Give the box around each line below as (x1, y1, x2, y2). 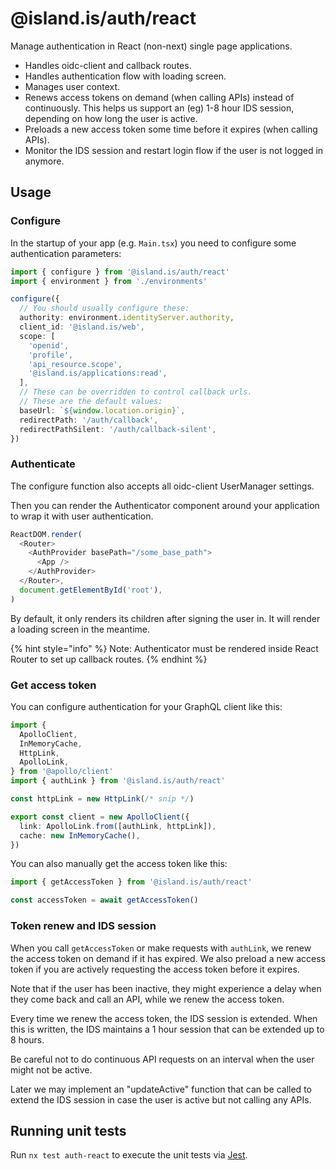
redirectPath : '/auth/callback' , (19, 415, 159, 425)
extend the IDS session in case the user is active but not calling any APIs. (10, 1093, 312, 1106)
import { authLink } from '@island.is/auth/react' (10, 776, 226, 786)
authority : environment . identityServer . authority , (19, 313, 235, 323)
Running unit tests (10, 1122, 127, 1139)
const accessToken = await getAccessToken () (10, 895, 199, 906)
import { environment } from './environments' (10, 276, 208, 286)
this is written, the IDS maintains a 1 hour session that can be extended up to (10, 1023, 325, 1035)
